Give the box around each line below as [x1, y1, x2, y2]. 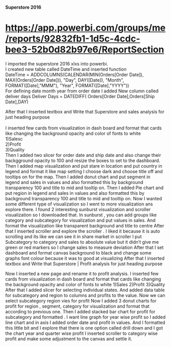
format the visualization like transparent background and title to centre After [5, 222, 164, 228]
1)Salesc [5, 135, 23, 142]
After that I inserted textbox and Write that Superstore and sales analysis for [5, 108, 164, 114]
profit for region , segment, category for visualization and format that [5, 303, 150, 309]
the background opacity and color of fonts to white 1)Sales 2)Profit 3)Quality [5, 281, 165, 287]
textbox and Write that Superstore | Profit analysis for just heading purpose [5, 261, 163, 267]
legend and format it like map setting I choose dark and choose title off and [5, 168, 163, 174]
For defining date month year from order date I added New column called [5, 87, 159, 94]
